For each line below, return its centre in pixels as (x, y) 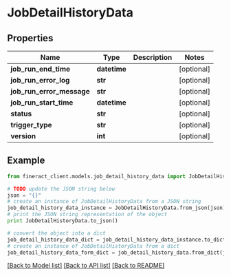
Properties (30, 38)
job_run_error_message (51, 91)
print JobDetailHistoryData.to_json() (63, 221)
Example (26, 161)
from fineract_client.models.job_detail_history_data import (97, 176)
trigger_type (32, 125)
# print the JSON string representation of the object (87, 215)
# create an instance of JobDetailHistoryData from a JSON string (104, 202)
